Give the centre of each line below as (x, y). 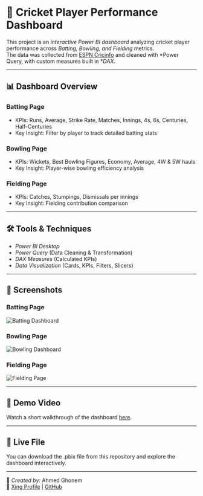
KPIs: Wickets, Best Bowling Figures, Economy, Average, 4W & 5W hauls (105, 161)
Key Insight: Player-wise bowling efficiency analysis (79, 168)
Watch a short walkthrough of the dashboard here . (69, 417)
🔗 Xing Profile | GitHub (34, 486)
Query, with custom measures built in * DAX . (61, 61)
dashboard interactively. (36, 463)
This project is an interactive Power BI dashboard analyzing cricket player (98, 42)
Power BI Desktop (37, 246)
